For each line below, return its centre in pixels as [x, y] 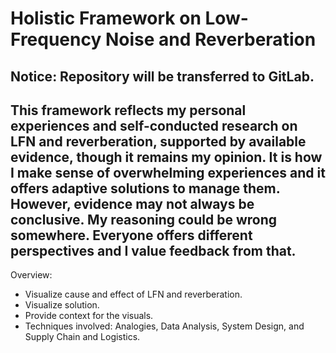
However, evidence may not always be [132, 203]
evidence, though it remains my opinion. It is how [166, 157]
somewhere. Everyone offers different [131, 235]
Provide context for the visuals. [89, 316]
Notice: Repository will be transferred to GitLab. [162, 76]
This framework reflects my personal [128, 110]
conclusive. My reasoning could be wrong [144, 219]
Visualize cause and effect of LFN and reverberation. [133, 294]
